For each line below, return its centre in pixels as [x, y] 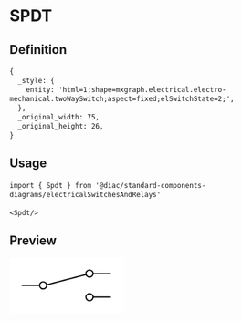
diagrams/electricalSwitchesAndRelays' [85, 194]
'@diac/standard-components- [151, 185]
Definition [38, 50]
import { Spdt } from [51, 185]
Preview [33, 241]
